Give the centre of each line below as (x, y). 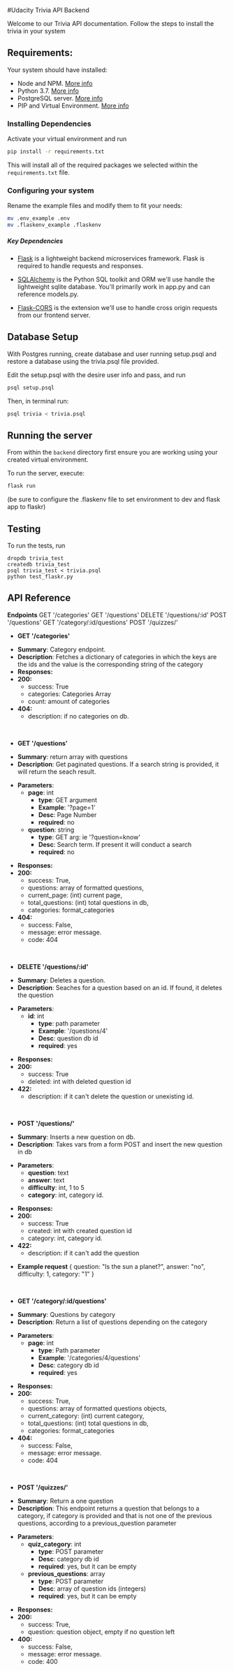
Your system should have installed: (57, 70)
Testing (24, 529)
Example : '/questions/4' (73, 1031)
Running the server (50, 435)
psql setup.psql (31, 388)
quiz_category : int (54, 1544)
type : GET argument (68, 800)
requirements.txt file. (38, 172)
